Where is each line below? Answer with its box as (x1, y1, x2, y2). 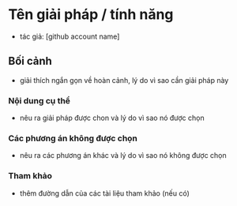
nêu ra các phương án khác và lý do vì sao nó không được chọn (19, 151, 227, 160)
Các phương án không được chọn (8, 133, 138, 144)
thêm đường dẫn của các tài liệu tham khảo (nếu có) (19, 188, 190, 198)
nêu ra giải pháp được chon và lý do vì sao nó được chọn (19, 113, 205, 123)
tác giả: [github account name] (19, 32, 120, 41)
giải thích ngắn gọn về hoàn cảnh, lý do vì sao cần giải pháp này (19, 75, 229, 84)
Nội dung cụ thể (8, 95, 71, 106)
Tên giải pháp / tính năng (8, 6, 174, 24)
